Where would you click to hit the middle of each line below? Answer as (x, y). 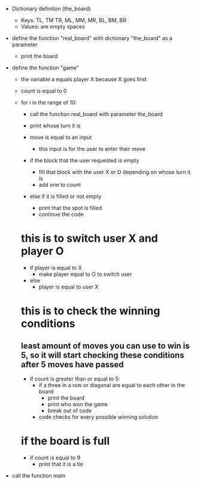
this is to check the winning (90, 311)
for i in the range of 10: (49, 102)
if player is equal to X (56, 267)
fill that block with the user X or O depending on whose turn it (115, 172)
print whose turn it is (55, 126)
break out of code (70, 410)
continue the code (61, 214)
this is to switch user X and (89, 238)
